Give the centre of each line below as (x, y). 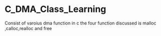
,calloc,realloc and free (28, 28)
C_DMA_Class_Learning (55, 9)
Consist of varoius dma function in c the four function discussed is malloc (80, 23)
